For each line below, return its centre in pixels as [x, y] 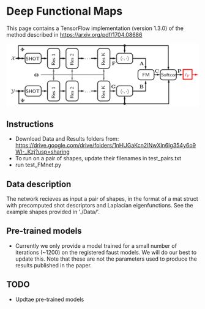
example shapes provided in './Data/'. [53, 212]
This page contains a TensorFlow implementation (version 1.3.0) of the [95, 28]
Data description [39, 184]
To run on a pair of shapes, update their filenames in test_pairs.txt [98, 158]
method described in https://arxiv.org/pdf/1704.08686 [74, 34]
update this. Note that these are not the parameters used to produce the [106, 259]
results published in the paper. [53, 265]
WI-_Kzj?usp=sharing [43, 152]
